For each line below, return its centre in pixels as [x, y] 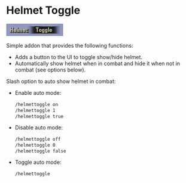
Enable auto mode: [38, 92]
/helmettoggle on [36, 104]
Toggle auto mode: [38, 162]
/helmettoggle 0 [35, 145]
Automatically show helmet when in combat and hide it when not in [97, 63]
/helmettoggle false [40, 151]
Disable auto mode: [39, 127]
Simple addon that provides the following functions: [70, 45]
